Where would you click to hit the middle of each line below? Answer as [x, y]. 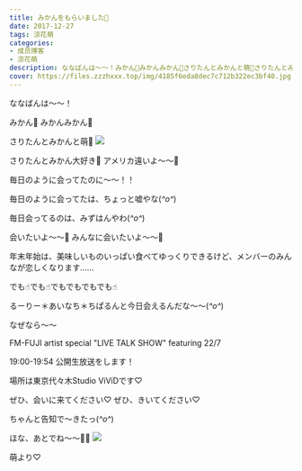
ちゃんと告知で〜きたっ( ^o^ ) [62, 419]
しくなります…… [63, 267]
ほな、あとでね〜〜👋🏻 [50, 438]
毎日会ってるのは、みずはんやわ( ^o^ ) [77, 218]
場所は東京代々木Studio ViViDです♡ [76, 380]
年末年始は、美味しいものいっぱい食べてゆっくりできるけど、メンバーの [143, 256]
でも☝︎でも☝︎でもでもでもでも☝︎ [63, 286]
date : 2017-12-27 [42, 26]
